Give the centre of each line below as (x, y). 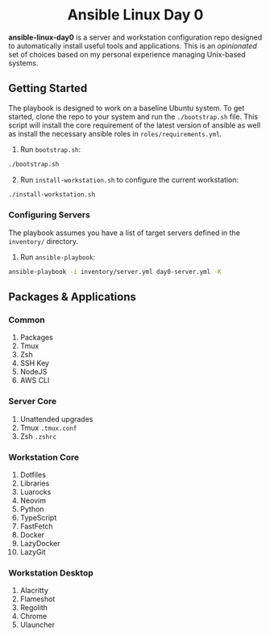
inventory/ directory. (44, 241)
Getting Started (48, 88)
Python (32, 509)
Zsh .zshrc (38, 436)
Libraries (35, 483)
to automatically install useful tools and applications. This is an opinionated (133, 45)
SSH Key (35, 363)
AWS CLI (35, 381)
